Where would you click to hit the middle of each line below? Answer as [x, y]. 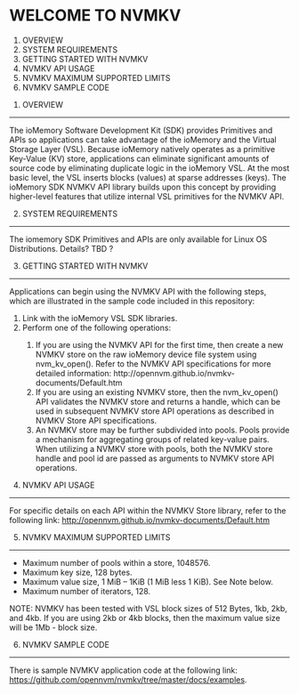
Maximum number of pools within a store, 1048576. [116, 562]
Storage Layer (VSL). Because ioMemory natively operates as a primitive [142, 149]
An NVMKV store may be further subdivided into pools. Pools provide [162, 430]
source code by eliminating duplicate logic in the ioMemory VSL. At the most [149, 168]
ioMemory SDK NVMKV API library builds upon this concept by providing [143, 187]
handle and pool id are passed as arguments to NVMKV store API [155, 458]
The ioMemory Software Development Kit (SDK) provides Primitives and [141, 130]
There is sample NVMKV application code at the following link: [124, 670]
